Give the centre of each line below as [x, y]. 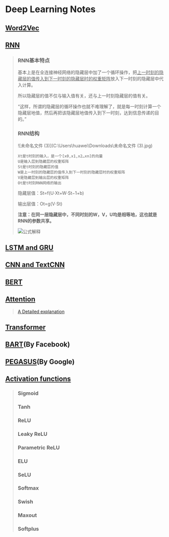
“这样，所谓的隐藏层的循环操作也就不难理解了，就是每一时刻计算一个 [89, 107]
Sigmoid [28, 393]
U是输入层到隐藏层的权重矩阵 [43, 161]
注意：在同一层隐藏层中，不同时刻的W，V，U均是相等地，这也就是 [87, 214]
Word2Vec [22, 28]
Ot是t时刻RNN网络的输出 [39, 183]
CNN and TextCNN [35, 265]
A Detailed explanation [41, 311]
